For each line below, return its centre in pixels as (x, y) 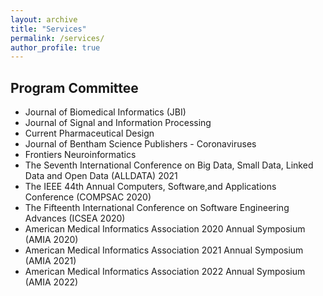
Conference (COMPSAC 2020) (88, 197)
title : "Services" (48, 29)
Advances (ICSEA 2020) (75, 218)
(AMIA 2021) (50, 261)
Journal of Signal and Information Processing (118, 123)
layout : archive (44, 19)
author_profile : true (55, 47)
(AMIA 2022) (51, 282)
